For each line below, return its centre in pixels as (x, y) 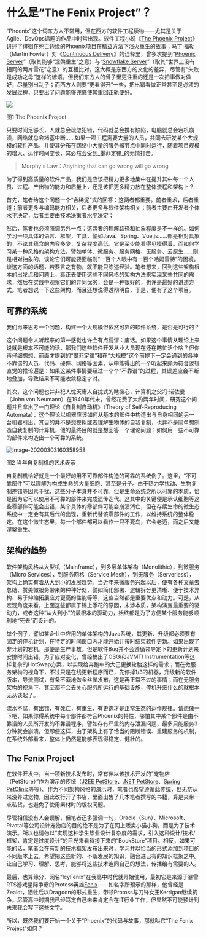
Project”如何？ (25, 928)
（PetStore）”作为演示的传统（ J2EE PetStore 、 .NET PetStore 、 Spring (93, 782)
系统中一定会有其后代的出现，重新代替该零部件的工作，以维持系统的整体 (97, 514)
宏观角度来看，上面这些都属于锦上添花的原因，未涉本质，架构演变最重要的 (100, 605)
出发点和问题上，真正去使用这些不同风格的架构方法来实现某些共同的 (103, 274)
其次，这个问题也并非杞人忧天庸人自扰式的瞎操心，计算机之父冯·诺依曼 (96, 392)
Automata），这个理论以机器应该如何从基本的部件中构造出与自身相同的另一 (101, 414)
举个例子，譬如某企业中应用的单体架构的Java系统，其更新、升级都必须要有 (101, 633)
